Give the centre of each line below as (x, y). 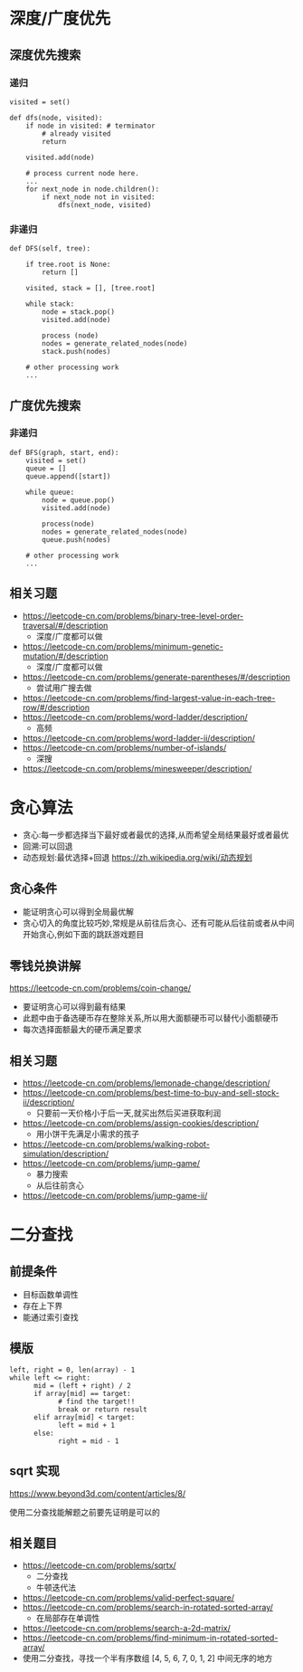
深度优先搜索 (45, 55)
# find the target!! (96, 1401)
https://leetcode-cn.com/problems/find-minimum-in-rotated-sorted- (150, 1638)
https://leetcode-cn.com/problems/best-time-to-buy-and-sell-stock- (151, 1093)
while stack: (50, 304)
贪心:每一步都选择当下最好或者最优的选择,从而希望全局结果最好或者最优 (156, 834)
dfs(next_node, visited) (104, 204)
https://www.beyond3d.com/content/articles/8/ (98, 1493)
